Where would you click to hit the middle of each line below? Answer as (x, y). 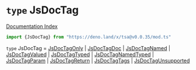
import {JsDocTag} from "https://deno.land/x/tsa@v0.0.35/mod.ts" (89, 37)
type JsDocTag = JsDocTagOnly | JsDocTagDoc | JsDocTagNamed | (88, 48)
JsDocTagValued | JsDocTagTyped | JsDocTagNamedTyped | (80, 54)
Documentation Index (32, 26)
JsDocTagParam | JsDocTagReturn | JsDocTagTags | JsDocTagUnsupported (98, 60)
